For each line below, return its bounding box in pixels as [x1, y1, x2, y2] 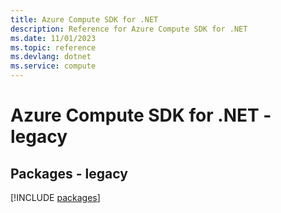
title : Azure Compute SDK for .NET [10, 14, 159, 25]
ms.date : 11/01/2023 [10, 33, 97, 43]
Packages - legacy [10, 165, 128, 182]
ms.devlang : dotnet [10, 52, 92, 62]
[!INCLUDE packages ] [10, 192, 101, 203]
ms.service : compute [10, 61, 97, 71]
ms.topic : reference [10, 42, 97, 53]
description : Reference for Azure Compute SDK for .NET [10, 24, 248, 34]
